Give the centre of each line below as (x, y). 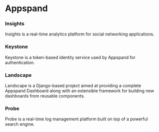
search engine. (20, 124)
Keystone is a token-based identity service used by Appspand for (70, 57)
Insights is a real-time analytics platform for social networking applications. (80, 34)
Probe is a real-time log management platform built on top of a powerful (77, 119)
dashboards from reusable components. (45, 96)
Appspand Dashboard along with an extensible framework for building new (79, 91)
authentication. (20, 62)
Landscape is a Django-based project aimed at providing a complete (73, 86)
